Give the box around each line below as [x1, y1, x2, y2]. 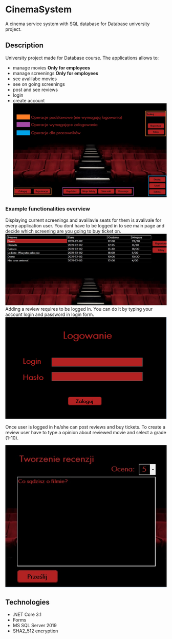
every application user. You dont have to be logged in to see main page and [5, 222, 165, 228]
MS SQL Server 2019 [12, 623, 57, 629]
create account [12, 97, 45, 103]
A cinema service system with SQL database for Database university [5, 21, 150, 27]
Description [5, 41, 44, 50]
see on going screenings [12, 81, 65, 87]
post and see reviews [12, 86, 58, 93]
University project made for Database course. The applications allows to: [5, 55, 159, 61]
